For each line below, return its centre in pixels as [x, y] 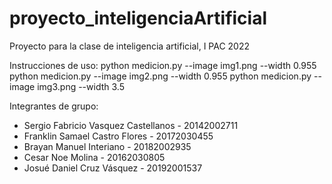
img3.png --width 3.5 [81, 86]
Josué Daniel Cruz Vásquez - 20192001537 [113, 168]
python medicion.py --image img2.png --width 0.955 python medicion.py [160, 76]
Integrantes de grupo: [54, 106]
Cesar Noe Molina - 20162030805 [94, 157]
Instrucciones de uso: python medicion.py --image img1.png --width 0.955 [163, 65]
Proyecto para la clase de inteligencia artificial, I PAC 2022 [130, 46]
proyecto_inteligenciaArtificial [138, 18]
